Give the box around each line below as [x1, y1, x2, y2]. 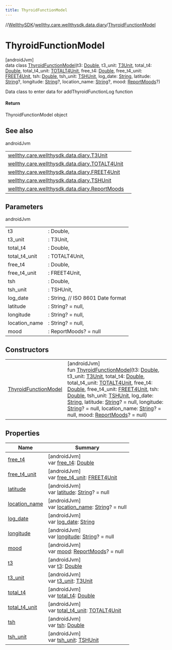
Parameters [5, 202, 44, 211]
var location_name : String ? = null [48, 504, 127, 511]
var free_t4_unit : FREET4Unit [48, 474, 118, 481]
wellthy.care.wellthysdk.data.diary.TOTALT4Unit [8, 160, 124, 167]
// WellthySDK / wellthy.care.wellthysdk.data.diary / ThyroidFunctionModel [5, 22, 156, 28]
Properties [5, 429, 40, 437]
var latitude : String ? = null [48, 489, 110, 496]
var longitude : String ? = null [48, 533, 114, 540]
